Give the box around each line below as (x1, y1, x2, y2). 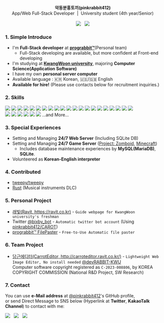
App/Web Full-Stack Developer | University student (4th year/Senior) (11, 10, 154, 16)
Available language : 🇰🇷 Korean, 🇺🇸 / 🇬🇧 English (12, 76, 113, 82)
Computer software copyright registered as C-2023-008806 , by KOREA (12, 264, 153, 270)
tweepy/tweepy (12, 180, 44, 186)
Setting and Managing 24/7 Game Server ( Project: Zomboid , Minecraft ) (12, 140, 158, 146)
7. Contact (5, 282, 30, 289)
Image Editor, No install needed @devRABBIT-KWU (12, 258, 122, 265)
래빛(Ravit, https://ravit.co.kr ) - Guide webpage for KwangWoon (12, 209, 135, 215)
